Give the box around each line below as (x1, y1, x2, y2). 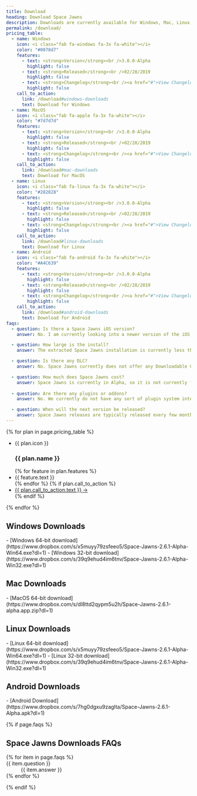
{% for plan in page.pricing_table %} (6, 428, 94, 435)
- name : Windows (11, 36, 51, 42)
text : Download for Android (21, 315, 91, 321)
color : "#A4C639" (16, 260, 59, 267)
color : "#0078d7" (16, 47, 59, 53)
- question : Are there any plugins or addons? (11, 391, 127, 397)
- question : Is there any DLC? (11, 358, 88, 364)
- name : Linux (11, 178, 46, 184)
